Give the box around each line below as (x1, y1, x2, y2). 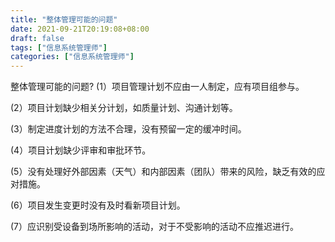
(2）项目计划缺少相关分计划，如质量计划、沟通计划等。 (10, 102, 238, 114)
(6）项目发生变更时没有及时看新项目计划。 (10, 199, 186, 211)
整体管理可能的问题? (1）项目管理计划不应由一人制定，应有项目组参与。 (10, 81, 305, 93)
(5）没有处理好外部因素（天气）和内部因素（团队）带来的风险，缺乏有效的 (10, 166, 317, 178)
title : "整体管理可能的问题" (10, 14, 118, 25)
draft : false (10, 33, 65, 43)
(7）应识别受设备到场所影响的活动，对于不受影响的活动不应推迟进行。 (10, 221, 300, 233)
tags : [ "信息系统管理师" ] (10, 42, 108, 53)
